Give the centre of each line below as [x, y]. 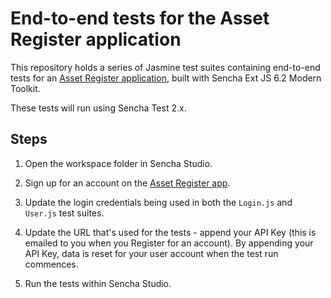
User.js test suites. [64, 213]
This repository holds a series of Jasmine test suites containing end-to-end [165, 67]
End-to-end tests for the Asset [140, 18]
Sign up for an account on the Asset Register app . [127, 183]
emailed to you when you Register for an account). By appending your [169, 243]
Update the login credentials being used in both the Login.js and [158, 202]
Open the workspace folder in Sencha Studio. [118, 163]
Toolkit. [25, 88]
